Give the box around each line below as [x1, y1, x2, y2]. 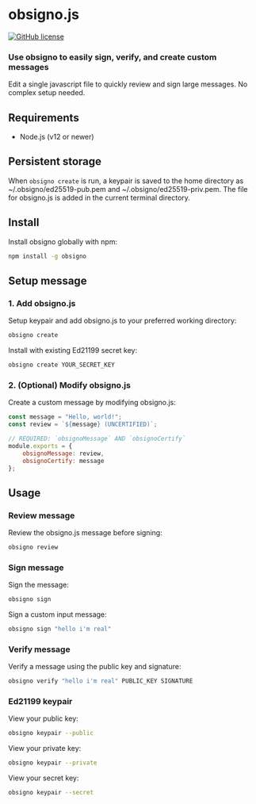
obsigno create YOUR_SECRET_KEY [8, 361, 115, 369]
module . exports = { [8, 442, 73, 450]
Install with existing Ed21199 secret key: [8, 346, 137, 355]
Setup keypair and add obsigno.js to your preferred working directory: [8, 316, 237, 326]
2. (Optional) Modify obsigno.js [8, 379, 131, 390]
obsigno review [8, 543, 59, 552]
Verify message [8, 644, 71, 655]
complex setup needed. [8, 88, 86, 98]
